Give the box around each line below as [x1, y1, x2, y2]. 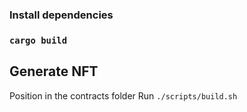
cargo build [9, 34, 68, 46]
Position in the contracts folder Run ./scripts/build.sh [9, 89, 238, 102]
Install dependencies [9, 8, 114, 22]
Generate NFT [9, 63, 99, 80]
